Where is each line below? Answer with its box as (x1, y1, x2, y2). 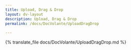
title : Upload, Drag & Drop (5, 7, 64, 12)
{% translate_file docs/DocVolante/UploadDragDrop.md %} (5, 39, 127, 45)
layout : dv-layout (5, 12, 43, 17)
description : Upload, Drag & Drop (5, 16, 77, 21)
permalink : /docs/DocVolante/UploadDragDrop (5, 21, 99, 26)
